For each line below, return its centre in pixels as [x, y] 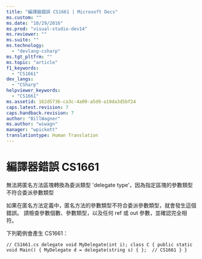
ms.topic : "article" [32, 62]
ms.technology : [25, 46]
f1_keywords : [23, 68]
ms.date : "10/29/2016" [35, 23]
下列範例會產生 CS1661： [37, 233]
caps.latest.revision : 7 [37, 107]
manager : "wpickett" [32, 130]
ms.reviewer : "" [27, 34]
